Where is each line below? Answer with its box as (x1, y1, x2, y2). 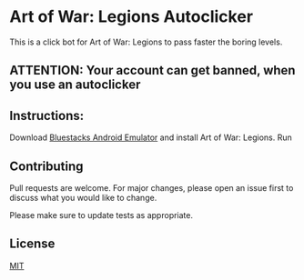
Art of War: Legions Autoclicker (9, 6, 253, 27)
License (9, 236, 56, 252)
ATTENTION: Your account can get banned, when (9, 63, 296, 78)
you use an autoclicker (9, 77, 141, 93)
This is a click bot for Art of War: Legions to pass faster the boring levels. (9, 36, 283, 47)
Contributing (9, 158, 84, 174)
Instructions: (9, 107, 85, 124)
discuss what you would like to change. (9, 192, 157, 203)
